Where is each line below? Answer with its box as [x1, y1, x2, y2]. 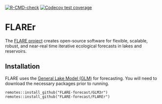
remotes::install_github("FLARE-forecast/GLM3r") [5, 90, 108, 95]
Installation [5, 62, 40, 71]
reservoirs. [5, 48, 27, 54]
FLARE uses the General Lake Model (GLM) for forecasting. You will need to [5, 75, 157, 81]
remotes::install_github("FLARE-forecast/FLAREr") [5, 94, 110, 99]
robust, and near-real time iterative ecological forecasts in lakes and [5, 43, 142, 49]
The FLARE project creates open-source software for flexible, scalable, [5, 38, 148, 43]
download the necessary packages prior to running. [5, 81, 109, 86]
